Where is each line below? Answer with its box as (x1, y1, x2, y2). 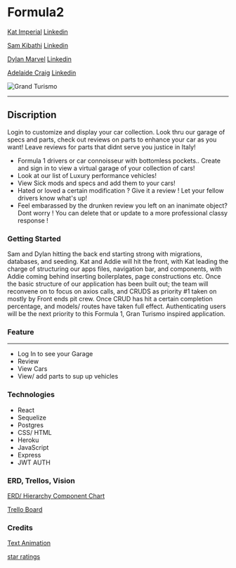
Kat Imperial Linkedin (7, 27, 68, 36)
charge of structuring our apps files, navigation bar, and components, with (7, 265, 223, 273)
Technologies (7, 390, 55, 400)
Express (17, 450, 41, 459)
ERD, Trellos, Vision (7, 476, 75, 486)
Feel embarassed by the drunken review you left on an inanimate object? (17, 201, 228, 210)
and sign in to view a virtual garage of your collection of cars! (17, 163, 195, 172)
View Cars (17, 365, 48, 373)
